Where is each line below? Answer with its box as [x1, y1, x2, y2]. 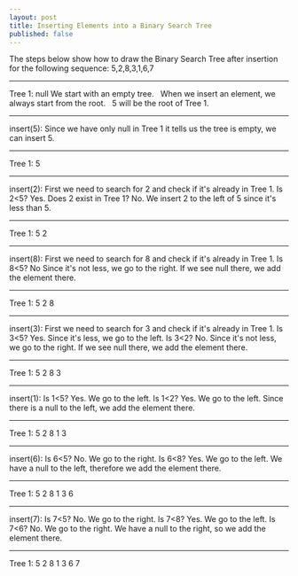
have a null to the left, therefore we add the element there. [9, 463, 222, 474]
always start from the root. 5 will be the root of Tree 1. [9, 98, 210, 109]
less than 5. [9, 203, 51, 214]
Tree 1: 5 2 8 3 [9, 368, 62, 378]
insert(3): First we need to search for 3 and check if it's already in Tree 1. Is [9, 323, 284, 334]
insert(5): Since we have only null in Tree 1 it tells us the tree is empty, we [9, 123, 277, 134]
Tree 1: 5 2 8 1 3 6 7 [9, 558, 81, 569]
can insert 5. [9, 133, 55, 144]
